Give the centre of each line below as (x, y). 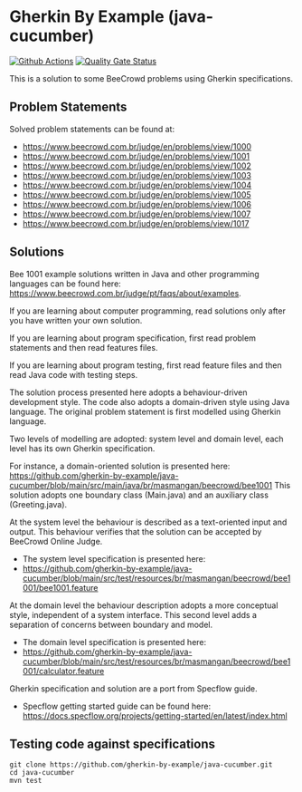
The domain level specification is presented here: (114, 642)
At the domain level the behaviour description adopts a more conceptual (144, 605)
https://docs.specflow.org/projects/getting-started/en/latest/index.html (155, 715)
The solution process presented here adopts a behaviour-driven (128, 392)
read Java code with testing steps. (74, 374)
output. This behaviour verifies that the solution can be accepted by (136, 531)
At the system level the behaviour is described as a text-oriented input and (148, 522)
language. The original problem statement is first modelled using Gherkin (145, 411)
